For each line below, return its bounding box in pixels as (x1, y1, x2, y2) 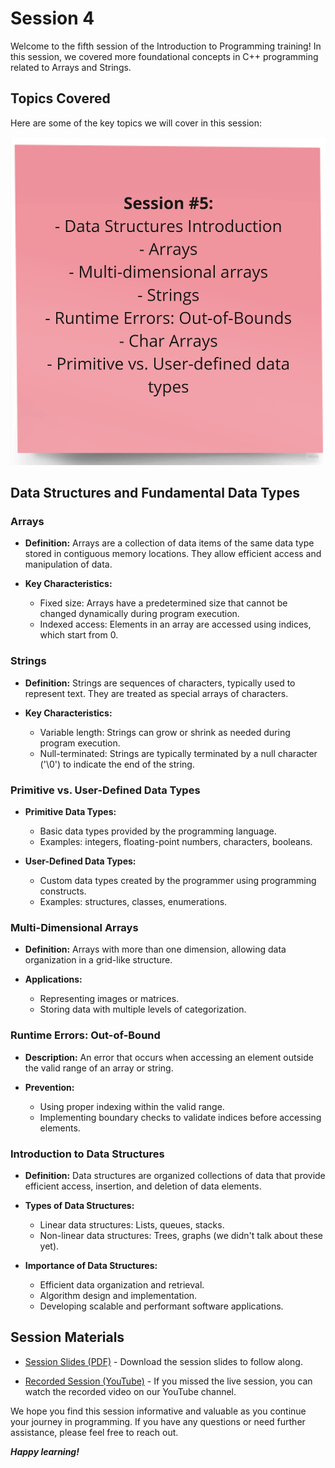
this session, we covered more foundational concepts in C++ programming (10, 50, 319, 62)
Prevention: (24, 1081, 75, 1093)
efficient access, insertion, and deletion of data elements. (24, 1180, 262, 1192)
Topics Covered (10, 90, 111, 107)
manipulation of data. (24, 558, 113, 571)
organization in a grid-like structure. (24, 954, 173, 966)
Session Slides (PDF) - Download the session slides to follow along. (24, 1355, 303, 1367)
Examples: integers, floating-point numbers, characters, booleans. (39, 836, 313, 848)
